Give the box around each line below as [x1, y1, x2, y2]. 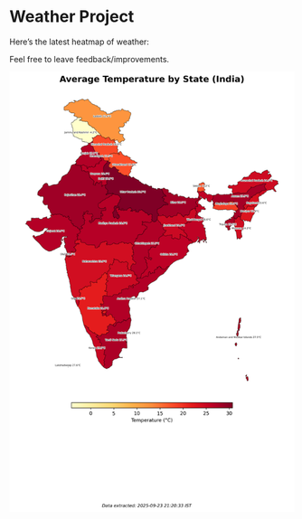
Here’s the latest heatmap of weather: [9, 36, 149, 47]
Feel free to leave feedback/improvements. [9, 53, 170, 64]
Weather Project [9, 6, 135, 27]
